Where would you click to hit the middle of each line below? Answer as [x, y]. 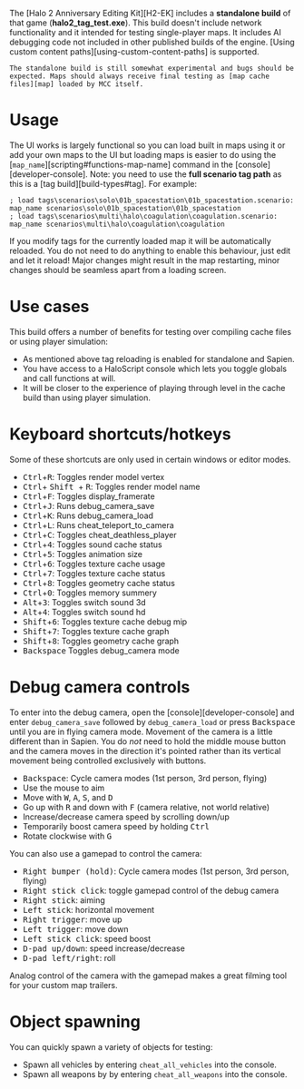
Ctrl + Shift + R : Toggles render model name [111, 486]
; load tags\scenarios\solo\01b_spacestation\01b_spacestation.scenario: [152, 200]
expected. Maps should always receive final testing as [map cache [140, 76]
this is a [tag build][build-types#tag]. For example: [103, 183]
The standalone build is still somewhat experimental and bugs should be [152, 68]
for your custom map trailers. [64, 985]
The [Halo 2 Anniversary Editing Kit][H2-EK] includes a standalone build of [150, 13]
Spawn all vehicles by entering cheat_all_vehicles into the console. [149, 1064]
